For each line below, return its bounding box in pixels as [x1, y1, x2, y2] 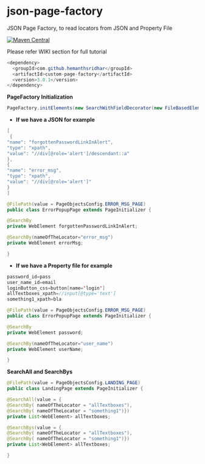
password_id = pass [7, 274, 51, 280]
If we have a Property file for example [15, 261, 113, 269]
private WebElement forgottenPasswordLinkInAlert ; [7, 223, 138, 229]
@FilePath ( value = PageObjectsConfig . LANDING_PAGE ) [7, 380, 141, 386]
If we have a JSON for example [15, 116, 95, 123]
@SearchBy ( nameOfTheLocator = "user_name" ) [7, 341, 114, 347]
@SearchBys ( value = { [7, 424, 62, 431]
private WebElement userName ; [7, 346, 84, 352]
